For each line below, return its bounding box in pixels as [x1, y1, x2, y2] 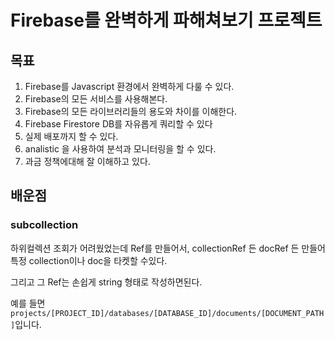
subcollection [10, 218, 79, 232]
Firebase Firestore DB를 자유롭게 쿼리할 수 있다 [24, 118, 213, 130]
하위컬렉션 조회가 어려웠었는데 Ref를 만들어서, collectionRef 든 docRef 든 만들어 [10, 242, 326, 254]
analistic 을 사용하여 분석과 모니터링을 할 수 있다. [24, 143, 217, 155]
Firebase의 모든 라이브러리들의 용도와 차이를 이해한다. [24, 106, 238, 117]
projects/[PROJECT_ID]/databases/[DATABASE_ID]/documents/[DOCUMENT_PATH [10, 308, 325, 318]
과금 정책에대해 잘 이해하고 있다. [24, 156, 151, 167]
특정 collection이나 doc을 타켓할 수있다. [10, 254, 168, 266]
